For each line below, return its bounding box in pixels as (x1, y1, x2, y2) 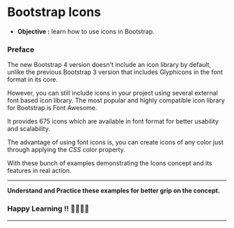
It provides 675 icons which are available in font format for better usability (7, 117, 219, 126)
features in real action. (7, 167, 72, 175)
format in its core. (7, 75, 58, 84)
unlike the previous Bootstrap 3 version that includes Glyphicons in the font (7, 68, 223, 77)
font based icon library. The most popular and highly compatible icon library (7, 96, 225, 105)
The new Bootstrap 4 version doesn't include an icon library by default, (7, 61, 211, 69)
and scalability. (7, 125, 51, 133)
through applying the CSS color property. (7, 146, 125, 154)
